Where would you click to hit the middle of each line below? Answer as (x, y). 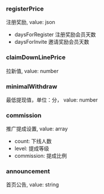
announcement (28, 171)
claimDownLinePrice (36, 57)
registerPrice (25, 9)
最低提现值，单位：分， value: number (52, 100)
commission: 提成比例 (40, 156)
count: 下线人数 (33, 141)
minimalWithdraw (32, 86)
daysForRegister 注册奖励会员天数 (55, 34)
